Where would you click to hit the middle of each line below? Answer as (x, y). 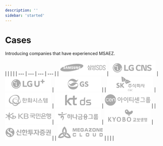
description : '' (22, 10)
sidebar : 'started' (25, 15)
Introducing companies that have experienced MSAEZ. (60, 54)
